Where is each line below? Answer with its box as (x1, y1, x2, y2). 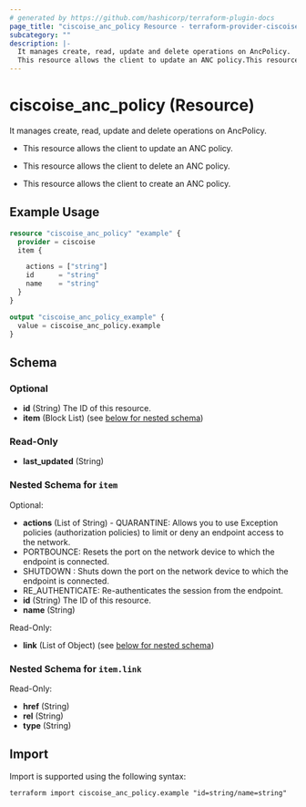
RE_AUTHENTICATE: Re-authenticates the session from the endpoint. (22, 585, 284, 595)
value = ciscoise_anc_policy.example (17, 321, 161, 330)
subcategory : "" (9, 30, 71, 39)
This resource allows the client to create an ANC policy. (22, 178, 231, 189)
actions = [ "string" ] (25, 262, 107, 272)
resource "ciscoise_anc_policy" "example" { (9, 229, 181, 238)
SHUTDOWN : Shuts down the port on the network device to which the (22, 565, 289, 576)
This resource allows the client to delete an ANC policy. (22, 160, 230, 171)
